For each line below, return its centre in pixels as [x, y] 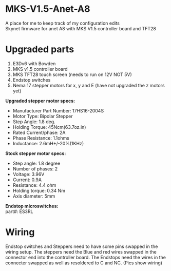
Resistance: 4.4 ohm [34, 185]
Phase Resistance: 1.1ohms [41, 138]
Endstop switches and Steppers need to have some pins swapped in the [82, 246]
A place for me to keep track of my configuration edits [62, 23]
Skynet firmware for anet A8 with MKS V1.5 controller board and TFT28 [81, 28]
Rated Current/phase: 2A [39, 132]
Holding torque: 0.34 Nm [39, 190]
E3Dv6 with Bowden [34, 63]
